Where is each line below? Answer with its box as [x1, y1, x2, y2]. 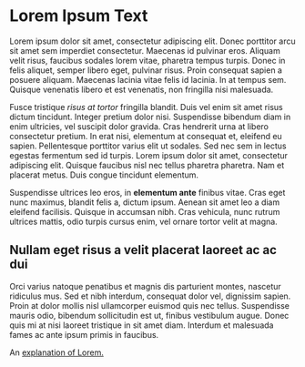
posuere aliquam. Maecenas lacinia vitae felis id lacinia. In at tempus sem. [9, 74, 287, 85]
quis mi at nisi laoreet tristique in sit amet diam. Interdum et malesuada [9, 320, 274, 331]
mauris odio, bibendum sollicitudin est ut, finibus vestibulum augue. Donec [9, 310, 290, 321]
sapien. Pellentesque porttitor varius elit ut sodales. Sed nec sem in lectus [9, 140, 287, 151]
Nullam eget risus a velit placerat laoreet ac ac [9, 242, 278, 258]
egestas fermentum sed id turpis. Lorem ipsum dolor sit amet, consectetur [9, 149, 289, 160]
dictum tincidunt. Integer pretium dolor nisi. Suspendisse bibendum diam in [9, 111, 291, 122]
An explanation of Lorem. [9, 347, 105, 358]
